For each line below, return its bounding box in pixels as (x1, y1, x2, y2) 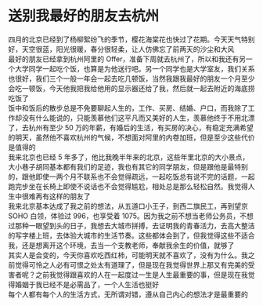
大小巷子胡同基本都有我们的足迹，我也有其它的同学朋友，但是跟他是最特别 (8, 162, 248, 171)
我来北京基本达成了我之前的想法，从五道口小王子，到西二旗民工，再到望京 (8, 201, 248, 210)
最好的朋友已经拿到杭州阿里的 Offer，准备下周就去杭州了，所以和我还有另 (8, 54, 247, 64)
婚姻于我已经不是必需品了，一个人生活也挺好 (14, 279, 159, 289)
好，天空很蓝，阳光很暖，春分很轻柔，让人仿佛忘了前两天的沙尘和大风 (8, 44, 235, 53)
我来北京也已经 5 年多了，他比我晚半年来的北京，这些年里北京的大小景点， (8, 152, 250, 162)
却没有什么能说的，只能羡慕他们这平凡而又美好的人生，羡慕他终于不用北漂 (14, 113, 255, 122)
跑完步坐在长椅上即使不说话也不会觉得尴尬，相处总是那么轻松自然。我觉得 (8, 181, 248, 191)
